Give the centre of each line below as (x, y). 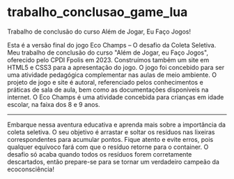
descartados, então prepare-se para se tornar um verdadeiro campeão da (113, 162)
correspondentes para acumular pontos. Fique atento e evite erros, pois (110, 139)
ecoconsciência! (31, 169)
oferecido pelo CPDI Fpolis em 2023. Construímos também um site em (108, 59)
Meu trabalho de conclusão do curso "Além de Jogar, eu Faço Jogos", (108, 52)
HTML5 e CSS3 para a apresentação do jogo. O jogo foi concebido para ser (116, 67)
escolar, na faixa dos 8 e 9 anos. (54, 104)
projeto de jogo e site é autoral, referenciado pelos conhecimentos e (105, 82)
